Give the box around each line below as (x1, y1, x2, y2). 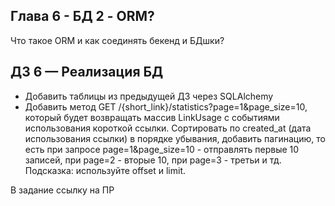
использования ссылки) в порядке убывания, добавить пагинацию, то (24, 132, 326, 144)
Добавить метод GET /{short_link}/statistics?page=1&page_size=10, (24, 100, 308, 113)
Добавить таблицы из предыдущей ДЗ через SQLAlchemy (24, 90, 274, 102)
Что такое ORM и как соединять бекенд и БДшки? (10, 34, 225, 46)
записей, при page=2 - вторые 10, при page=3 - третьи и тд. (24, 154, 282, 166)
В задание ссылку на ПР (10, 184, 115, 196)
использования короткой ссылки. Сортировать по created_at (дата (24, 122, 312, 134)
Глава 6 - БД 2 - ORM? (10, 8, 155, 25)
